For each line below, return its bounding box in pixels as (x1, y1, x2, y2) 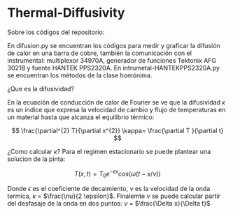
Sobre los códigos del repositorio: (7, 28, 105, 36)
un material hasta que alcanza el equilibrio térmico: (7, 113, 155, 121)
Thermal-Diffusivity (7, 5, 125, 21)
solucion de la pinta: (7, 155, 66, 163)
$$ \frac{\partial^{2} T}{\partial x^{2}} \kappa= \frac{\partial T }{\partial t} (11, 126, 224, 135)
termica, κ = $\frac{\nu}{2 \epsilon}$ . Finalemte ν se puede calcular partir (7, 192, 221, 200)
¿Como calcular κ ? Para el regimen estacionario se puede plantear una (7, 147, 211, 155)
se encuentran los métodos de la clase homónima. (7, 71, 153, 79)
